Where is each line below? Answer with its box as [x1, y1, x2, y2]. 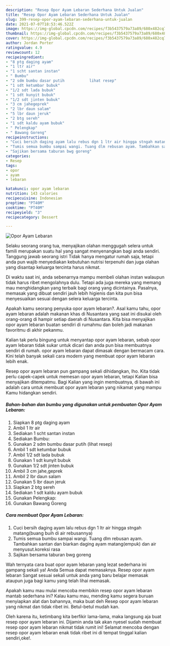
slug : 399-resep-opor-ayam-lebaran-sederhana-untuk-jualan [6, 17, 133, 22]
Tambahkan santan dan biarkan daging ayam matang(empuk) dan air [13, 541, 156, 547]
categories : [6, 154, 31, 159]
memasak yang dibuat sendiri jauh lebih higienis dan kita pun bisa [6, 290, 143, 297]
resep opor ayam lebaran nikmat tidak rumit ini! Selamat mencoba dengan [6, 624, 159, 630]
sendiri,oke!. [6, 635, 32, 641]
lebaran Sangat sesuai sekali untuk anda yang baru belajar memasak [6, 572, 148, 579]
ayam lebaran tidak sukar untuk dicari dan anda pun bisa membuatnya [6, 342, 152, 348]
